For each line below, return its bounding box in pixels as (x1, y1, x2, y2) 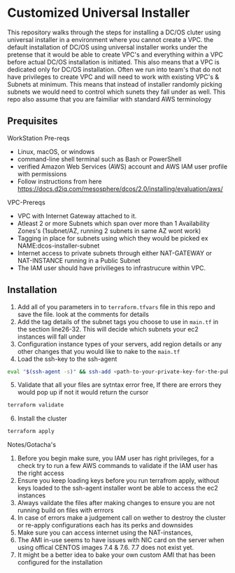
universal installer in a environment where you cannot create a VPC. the (7, 35, 214, 43)
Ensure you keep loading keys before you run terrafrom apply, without (17, 476, 220, 485)
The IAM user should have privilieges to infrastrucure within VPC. (17, 264, 206, 272)
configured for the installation (17, 558, 103, 567)
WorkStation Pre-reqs (7, 134, 70, 142)
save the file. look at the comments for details (17, 310, 149, 318)
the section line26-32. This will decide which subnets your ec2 (17, 325, 199, 333)
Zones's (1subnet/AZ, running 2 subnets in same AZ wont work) (17, 226, 201, 235)
